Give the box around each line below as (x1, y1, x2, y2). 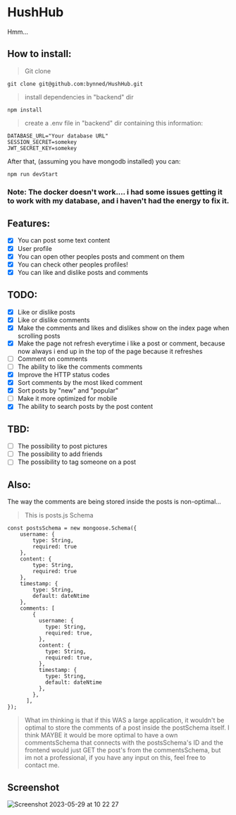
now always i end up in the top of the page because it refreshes (17, 347, 203, 355)
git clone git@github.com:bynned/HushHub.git (7, 80, 143, 87)
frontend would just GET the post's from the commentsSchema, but (24, 746, 221, 754)
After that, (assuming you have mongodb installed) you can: (7, 157, 181, 166)
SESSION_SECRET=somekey (7, 138, 77, 145)
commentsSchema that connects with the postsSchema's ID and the (24, 738, 223, 747)
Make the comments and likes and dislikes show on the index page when (17, 324, 230, 332)
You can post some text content (17, 236, 111, 245)
